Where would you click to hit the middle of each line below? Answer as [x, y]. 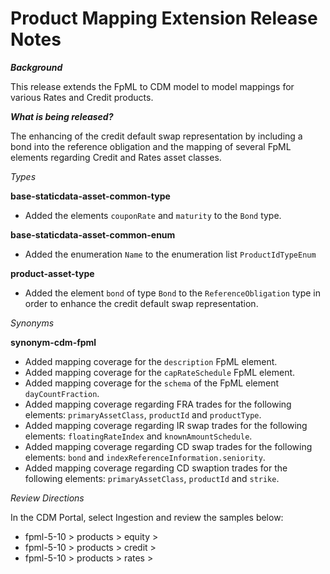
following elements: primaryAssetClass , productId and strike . [152, 478]
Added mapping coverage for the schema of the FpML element [152, 383]
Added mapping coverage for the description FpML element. [151, 361]
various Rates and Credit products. [82, 97]
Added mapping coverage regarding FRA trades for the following [158, 404]
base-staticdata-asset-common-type [90, 196]
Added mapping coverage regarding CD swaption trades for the [156, 468]
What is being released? [62, 116]
